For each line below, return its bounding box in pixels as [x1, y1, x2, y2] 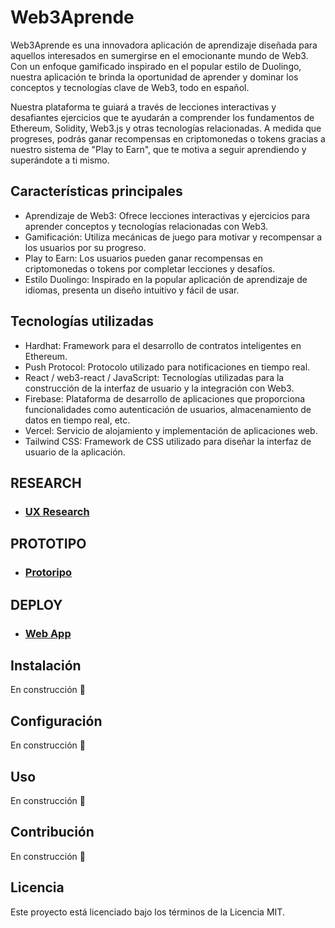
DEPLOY [10, 596, 63, 613]
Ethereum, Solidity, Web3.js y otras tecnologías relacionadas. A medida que [10, 122, 322, 134]
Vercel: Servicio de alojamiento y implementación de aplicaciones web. [24, 424, 318, 436]
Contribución [10, 824, 95, 841]
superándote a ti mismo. [10, 154, 110, 166]
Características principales [10, 183, 183, 200]
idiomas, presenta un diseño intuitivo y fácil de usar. [24, 284, 240, 296]
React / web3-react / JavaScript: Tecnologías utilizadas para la [24, 371, 285, 383]
